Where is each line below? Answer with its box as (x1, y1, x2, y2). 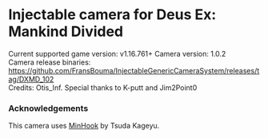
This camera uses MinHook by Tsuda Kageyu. (8, 121, 160, 131)
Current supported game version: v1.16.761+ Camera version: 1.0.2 (8, 49, 226, 58)
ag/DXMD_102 (8, 74, 54, 84)
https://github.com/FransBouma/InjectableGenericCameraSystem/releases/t (8, 65, 260, 75)
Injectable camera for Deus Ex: (8, 6, 217, 24)
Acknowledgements (8, 102, 89, 113)
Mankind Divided (8, 22, 124, 41)
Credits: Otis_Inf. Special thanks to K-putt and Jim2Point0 (8, 82, 198, 93)
